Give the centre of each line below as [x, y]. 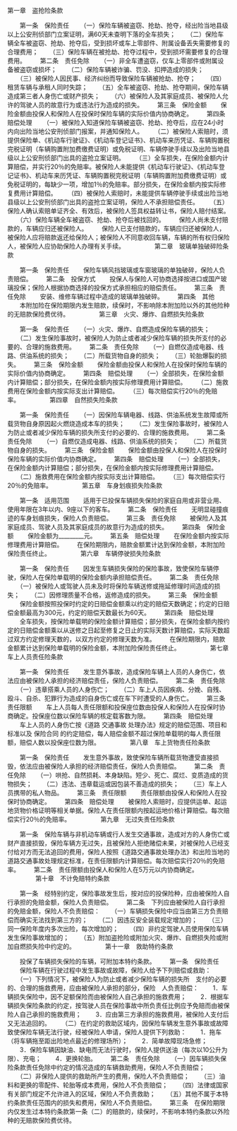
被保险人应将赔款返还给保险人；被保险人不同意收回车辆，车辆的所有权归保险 [119, 237]
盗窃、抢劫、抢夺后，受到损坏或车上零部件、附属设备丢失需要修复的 [130, 43]
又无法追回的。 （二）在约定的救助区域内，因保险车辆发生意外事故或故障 [118, 1023]
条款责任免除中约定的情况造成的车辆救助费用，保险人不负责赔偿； [109, 1067]
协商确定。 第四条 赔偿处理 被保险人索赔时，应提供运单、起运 [123, 801]
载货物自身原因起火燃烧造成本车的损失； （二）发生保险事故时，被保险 [115, 424]
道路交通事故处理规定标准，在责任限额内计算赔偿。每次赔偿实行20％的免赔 [116, 861]
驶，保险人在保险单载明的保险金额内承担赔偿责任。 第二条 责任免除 [113, 577]
